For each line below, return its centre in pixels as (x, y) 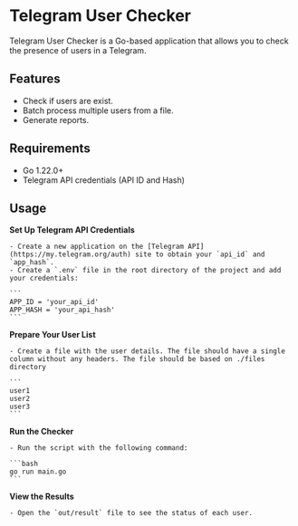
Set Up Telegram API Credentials (72, 230)
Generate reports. (56, 120)
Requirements (50, 149)
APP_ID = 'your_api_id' (54, 302)
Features (35, 79)
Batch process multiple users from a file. (98, 110)
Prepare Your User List (53, 335)
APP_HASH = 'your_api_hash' (62, 310)
